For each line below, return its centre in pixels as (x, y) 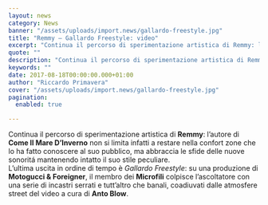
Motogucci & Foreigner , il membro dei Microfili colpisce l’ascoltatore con (129, 177)
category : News (33, 23)
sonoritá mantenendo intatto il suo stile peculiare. (89, 160)
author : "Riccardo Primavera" (59, 82)
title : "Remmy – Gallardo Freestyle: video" (83, 38)
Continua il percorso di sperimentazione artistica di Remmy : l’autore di (124, 134)
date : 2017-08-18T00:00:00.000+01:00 (71, 75)
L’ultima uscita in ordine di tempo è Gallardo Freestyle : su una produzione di (133, 168)
